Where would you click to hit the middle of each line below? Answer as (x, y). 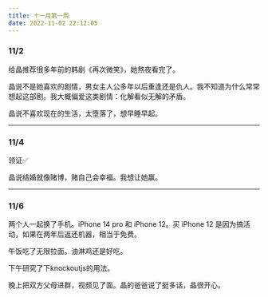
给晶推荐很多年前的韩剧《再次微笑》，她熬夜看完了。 (94, 69)
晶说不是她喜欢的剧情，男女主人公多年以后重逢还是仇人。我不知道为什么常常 (134, 86)
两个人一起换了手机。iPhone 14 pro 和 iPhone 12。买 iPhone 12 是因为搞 (126, 224)
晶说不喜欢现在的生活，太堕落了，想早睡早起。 (85, 113)
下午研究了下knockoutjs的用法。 (61, 268)
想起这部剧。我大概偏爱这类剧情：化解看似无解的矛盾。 (99, 96)
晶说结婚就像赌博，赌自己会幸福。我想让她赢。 (85, 177)
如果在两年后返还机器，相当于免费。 (81, 234)
